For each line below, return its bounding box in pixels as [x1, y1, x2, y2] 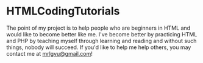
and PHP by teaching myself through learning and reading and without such [6, 37, 197, 44]
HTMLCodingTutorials [6, 4, 120, 18]
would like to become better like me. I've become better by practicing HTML [6, 30, 198, 38]
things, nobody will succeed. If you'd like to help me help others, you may [6, 44, 191, 51]
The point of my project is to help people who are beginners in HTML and [6, 24, 191, 31]
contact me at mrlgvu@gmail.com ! [6, 50, 93, 57]
